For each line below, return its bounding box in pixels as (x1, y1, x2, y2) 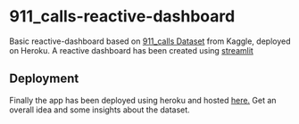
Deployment (9, 71, 79, 87)
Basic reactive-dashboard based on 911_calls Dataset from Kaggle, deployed (9, 36, 291, 46)
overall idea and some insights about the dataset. (9, 104, 190, 115)
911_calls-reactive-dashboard (9, 6, 236, 27)
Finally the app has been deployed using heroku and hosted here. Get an (9, 95, 277, 105)
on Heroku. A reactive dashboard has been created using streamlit (9, 45, 254, 55)
